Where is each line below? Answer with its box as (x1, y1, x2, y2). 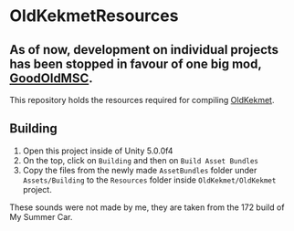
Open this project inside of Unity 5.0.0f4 (22, 145, 173, 156)
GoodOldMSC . (9, 70, 93, 86)
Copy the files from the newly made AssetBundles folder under (22, 164, 257, 175)
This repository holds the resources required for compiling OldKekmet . (9, 95, 275, 105)
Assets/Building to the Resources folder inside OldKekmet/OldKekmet (22, 174, 277, 185)
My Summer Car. (9, 211, 73, 222)
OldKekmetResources (9, 5, 179, 26)
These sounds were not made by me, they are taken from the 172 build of (9, 202, 285, 213)
